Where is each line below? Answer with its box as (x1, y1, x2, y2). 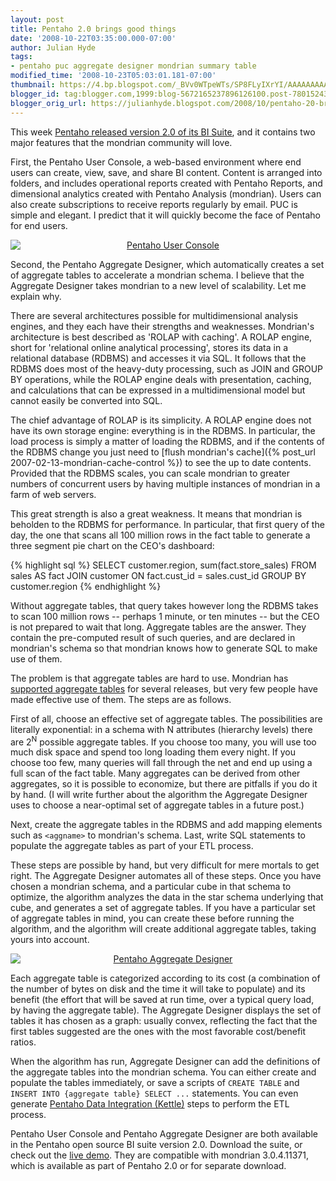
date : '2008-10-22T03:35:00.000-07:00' (10, 33, 177, 43)
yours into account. (10, 934, 90, 946)
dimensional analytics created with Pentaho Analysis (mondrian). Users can (10, 187, 322, 200)
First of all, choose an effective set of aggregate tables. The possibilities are (10, 712, 323, 725)
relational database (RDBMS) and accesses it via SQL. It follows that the (10, 352, 307, 364)
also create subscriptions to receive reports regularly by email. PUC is (10, 198, 298, 210)
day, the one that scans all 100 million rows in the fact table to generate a (10, 529, 311, 541)
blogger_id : (10, 89, 60, 99)
